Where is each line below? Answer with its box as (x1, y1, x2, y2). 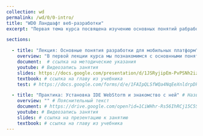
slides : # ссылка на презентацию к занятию (17, 114, 129, 121)
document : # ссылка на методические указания (17, 59, 137, 65)
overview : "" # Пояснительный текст (17, 98, 110, 104)
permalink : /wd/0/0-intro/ (6, 15, 74, 21)
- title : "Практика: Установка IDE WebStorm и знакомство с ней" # (11, 92, 185, 99)
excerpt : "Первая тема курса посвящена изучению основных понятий (6, 25, 177, 32)
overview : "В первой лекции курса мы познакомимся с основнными (17, 53, 182, 59)
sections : (6, 37, 31, 43)
